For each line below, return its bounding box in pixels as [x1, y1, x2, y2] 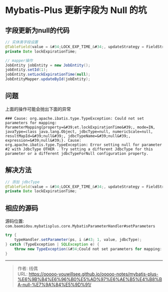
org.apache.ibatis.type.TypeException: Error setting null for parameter [5, 142, 162, 147]
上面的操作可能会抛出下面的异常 [5, 106, 71, 112]
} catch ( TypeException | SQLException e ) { [5, 241, 99, 247]
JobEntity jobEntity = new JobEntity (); [5, 63, 91, 68]
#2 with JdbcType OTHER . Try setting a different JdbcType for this [5, 146, 153, 152]
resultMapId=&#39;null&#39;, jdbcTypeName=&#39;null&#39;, [5, 133, 131, 138]
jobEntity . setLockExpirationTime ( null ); [5, 72, 91, 77]
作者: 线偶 [17, 265, 38, 271]
